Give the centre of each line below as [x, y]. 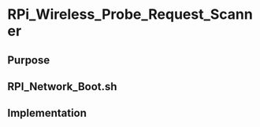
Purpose [29, 60]
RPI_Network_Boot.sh [62, 87]
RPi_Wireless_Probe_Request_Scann [130, 15]
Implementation [47, 113]
